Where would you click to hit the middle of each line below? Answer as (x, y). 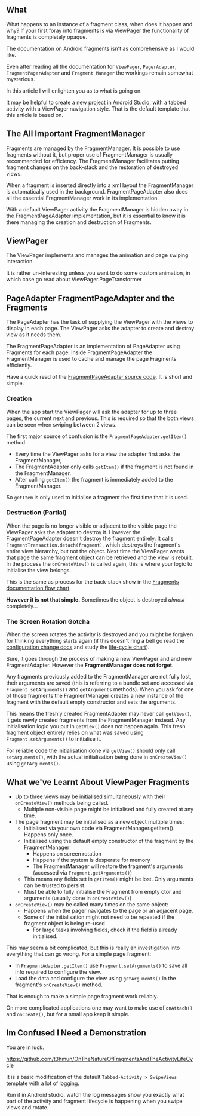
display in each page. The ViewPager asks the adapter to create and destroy (100, 329)
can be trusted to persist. (55, 885)
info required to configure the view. (58, 972)
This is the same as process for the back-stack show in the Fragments (93, 581)
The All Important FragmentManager (76, 134)
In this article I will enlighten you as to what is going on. (74, 91)
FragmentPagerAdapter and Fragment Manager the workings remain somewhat (100, 73)
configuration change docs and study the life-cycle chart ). (78, 647)
